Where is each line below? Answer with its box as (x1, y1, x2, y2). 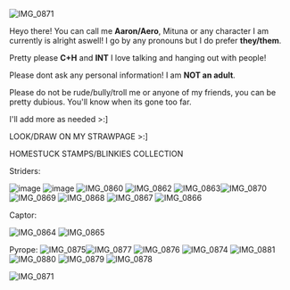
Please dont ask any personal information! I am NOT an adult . (9, 70, 236, 80)
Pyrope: (9, 244, 38, 254)
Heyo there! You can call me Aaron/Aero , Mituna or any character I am (9, 26, 269, 36)
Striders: (9, 166, 41, 176)
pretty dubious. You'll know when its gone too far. (9, 96, 192, 107)
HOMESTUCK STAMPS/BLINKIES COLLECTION (9, 148, 184, 159)
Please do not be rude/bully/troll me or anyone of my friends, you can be (9, 87, 277, 97)
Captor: (9, 210, 37, 220)
